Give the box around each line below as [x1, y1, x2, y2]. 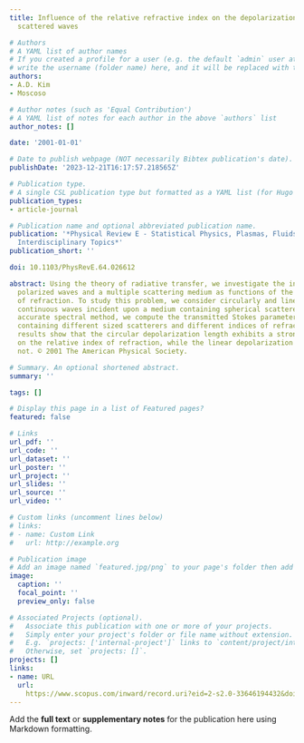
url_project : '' [9, 471, 71, 481]
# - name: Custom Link [9, 530, 95, 539]
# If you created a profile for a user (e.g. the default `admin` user [9, 55, 285, 64]
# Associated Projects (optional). [9, 613, 144, 622]
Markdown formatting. [9, 723, 92, 735]
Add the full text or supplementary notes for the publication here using [9, 714, 278, 725]
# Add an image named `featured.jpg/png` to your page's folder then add [9, 563, 294, 572]
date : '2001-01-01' [9, 138, 83, 148]
